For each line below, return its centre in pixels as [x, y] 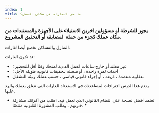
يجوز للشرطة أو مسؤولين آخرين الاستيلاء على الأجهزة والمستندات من [77, 31]
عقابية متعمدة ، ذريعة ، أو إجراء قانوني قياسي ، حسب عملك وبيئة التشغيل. [78, 76]
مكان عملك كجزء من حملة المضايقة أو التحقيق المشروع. [64, 37]
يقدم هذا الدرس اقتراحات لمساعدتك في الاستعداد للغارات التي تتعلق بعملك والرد [77, 85]
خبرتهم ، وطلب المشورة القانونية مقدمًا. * [49, 105]
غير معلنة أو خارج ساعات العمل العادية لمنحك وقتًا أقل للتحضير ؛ [69, 66]
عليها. [10, 91]
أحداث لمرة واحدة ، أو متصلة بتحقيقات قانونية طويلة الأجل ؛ [65, 71]
